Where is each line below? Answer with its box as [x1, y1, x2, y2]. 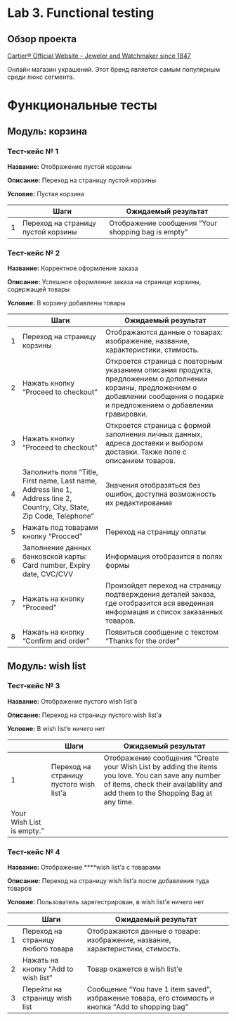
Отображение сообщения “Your [108, 218, 218, 228]
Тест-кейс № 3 [7, 681, 60, 691]
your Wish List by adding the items [103, 761, 218, 771]
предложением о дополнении [105, 374, 208, 384]
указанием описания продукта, [105, 365, 213, 375]
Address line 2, [22, 494, 72, 504]
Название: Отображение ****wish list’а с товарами [7, 863, 162, 872]
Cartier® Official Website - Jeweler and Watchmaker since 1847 [7, 51, 191, 60]
